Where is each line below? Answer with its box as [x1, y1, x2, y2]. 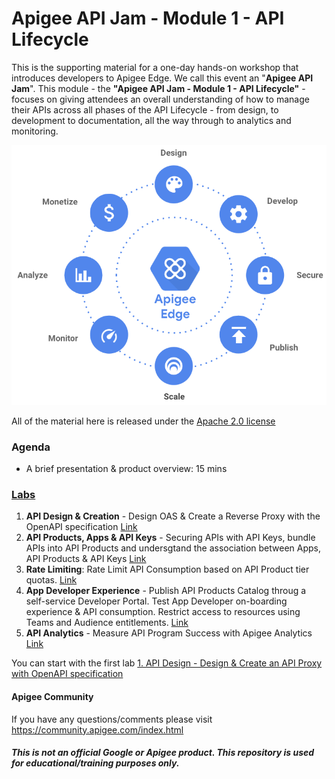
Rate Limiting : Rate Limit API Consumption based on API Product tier [25, 563, 310, 576]
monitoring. [11, 125, 59, 137]
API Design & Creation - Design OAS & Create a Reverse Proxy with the [25, 510, 321, 522]
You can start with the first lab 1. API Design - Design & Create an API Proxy [11, 657, 323, 669]
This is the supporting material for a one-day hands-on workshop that [11, 61, 299, 73]
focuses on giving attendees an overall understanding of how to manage [11, 93, 310, 105]
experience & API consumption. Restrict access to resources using [25, 606, 301, 618]
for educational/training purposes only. [11, 757, 180, 769]
